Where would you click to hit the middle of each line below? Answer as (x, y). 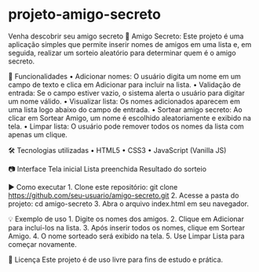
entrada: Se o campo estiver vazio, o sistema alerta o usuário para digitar (126, 92)
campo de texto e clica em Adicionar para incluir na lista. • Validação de (124, 85)
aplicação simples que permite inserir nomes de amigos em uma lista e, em (130, 44)
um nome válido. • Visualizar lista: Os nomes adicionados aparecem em (124, 101)
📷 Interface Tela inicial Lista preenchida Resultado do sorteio (107, 169)
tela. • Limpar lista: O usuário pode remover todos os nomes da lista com (126, 126)
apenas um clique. (38, 134)
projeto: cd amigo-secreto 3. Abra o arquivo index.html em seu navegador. (129, 203)
